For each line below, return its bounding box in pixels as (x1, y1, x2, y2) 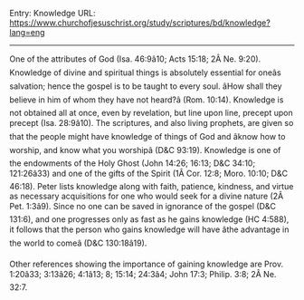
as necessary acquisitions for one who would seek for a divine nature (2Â (9, 190, 284, 201)
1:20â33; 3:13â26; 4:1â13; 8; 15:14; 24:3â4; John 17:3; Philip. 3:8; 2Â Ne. (9, 269, 277, 279)
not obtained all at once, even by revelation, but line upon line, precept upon (9, 108, 293, 118)
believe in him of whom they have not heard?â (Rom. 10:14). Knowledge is (9, 94, 284, 105)
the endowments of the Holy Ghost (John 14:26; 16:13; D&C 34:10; (9, 158, 256, 169)
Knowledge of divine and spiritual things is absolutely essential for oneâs (9, 67, 282, 78)
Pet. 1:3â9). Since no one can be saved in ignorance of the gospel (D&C (9, 201, 276, 211)
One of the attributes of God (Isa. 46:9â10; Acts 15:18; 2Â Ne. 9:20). (9, 53, 261, 64)
